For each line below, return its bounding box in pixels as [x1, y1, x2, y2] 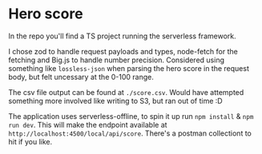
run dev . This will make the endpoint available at [8, 120, 167, 129]
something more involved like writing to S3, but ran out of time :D [8, 96, 223, 105]
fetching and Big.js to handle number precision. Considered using [8, 55, 224, 65]
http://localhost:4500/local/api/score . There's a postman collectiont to [8, 128, 252, 138]
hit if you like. [8, 136, 53, 146]
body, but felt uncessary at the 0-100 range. [8, 72, 154, 81]
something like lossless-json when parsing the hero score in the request [8, 63, 250, 73]
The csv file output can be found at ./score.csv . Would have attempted [8, 87, 244, 97]
